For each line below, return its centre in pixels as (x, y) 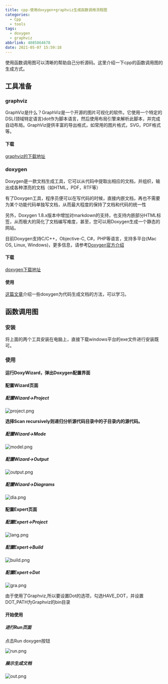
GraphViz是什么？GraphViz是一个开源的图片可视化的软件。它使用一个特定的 (84, 113)
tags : (11, 29)
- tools (18, 24)
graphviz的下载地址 (25, 156)
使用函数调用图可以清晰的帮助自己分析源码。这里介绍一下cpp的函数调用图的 (84, 62)
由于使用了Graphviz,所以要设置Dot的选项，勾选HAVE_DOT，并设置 (74, 596)
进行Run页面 (18, 627)
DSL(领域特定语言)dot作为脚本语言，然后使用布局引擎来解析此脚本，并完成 (83, 119)
